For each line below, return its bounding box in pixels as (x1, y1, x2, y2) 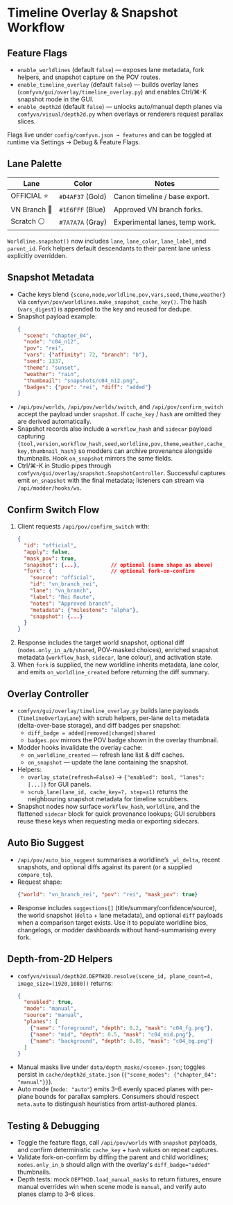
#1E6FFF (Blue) (58, 205, 106, 214)
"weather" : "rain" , (24, 370, 80, 377)
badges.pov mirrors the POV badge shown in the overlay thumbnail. (27, 736, 219, 744)
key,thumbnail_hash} (17, 448, 77, 455)
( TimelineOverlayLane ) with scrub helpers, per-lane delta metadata (17, 714, 209, 722)
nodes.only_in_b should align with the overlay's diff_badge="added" (17, 1161, 211, 1169)
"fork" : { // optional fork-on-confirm (24, 567, 195, 575)
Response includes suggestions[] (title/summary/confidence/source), (17, 903, 217, 912)
